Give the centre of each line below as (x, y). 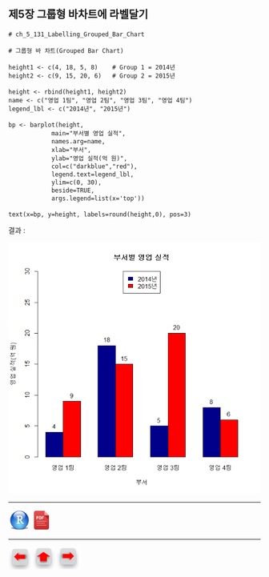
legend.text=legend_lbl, (92, 174)
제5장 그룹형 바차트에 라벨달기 (78, 14)
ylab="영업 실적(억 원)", (89, 158)
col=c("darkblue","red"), (94, 166)
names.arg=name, (78, 141)
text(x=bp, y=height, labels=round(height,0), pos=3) (100, 214)
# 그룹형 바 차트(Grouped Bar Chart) (66, 50)
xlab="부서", (71, 150)
